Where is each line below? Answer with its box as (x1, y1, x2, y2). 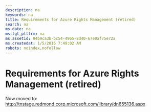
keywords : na (5, 12, 33, 17)
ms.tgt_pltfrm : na (5, 31, 45, 36)
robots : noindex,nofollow (5, 46, 60, 51)
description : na (5, 7, 40, 13)
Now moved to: (5, 95, 37, 101)
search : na (5, 21, 29, 27)
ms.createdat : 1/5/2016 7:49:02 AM (5, 41, 81, 46)
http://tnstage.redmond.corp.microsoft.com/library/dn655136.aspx (5, 101, 146, 107)
